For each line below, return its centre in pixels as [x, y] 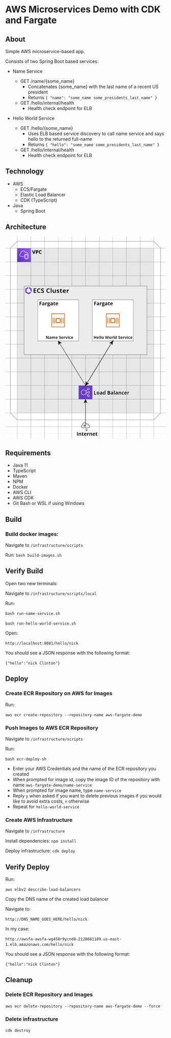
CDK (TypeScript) [39, 200]
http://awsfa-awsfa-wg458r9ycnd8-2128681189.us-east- [64, 939]
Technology [25, 172]
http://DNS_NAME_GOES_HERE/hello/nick [46, 919]
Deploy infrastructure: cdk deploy [40, 851]
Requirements [28, 453]
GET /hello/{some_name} [47, 128]
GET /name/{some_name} [47, 81]
